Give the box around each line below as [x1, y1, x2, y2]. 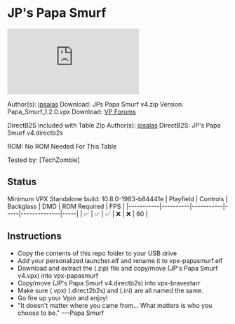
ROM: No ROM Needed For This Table [7, 142, 117, 150]
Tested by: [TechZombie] [7, 156, 80, 164]
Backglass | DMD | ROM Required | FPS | [7, 202, 125, 210]
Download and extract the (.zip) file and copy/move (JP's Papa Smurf [17, 264, 219, 272]
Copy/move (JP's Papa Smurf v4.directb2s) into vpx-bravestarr [17, 278, 201, 287]
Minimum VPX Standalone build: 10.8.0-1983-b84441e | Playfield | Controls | [7, 194, 228, 203]
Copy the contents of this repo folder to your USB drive [17, 249, 177, 257]
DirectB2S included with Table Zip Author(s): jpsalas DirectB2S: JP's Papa [7, 121, 221, 129]
